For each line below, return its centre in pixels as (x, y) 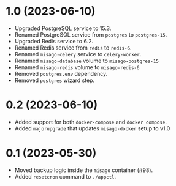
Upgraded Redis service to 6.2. (54, 41)
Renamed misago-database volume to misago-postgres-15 (86, 61)
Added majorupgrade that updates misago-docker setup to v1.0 (92, 128)
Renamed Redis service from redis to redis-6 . (73, 48)
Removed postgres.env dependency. (61, 73)
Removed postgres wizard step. (55, 80)
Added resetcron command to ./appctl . (65, 176)
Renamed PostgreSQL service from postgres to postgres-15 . (91, 34)
